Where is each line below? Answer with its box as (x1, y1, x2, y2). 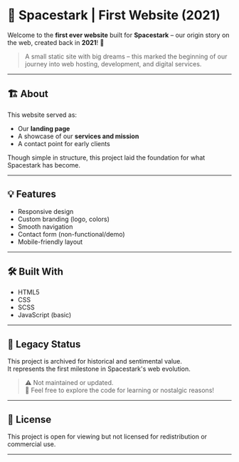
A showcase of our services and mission (17, 132, 139, 140)
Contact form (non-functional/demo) (17, 230, 126, 238)
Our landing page (17, 124, 70, 133)
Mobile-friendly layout (17, 237, 83, 246)
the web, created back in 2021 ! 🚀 (7, 38, 105, 46)
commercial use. (7, 440, 56, 448)
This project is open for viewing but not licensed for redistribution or (7, 432, 208, 441)
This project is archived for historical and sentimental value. (7, 357, 183, 366)
